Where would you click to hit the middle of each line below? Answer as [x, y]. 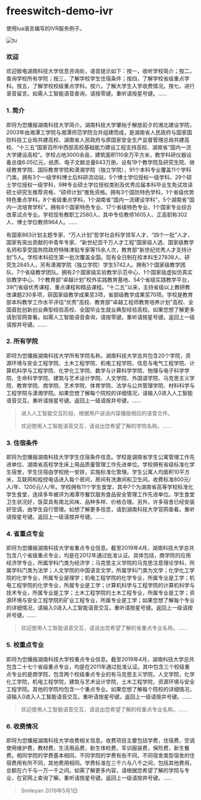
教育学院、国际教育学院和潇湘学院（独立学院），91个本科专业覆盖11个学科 [101, 169]
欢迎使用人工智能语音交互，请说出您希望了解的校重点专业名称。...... [104, 709]
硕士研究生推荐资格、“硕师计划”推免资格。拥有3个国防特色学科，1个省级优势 [100, 192]
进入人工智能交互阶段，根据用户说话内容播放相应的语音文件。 [97, 413]
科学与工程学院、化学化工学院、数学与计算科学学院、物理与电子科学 [100, 370]
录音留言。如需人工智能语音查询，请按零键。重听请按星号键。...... [87, 93]
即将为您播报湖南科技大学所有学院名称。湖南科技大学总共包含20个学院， [96, 355]
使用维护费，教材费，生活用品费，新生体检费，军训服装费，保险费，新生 [95, 748]
